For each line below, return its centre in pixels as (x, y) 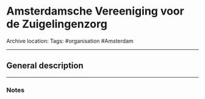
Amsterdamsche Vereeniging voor (95, 11)
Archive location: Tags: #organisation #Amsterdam (70, 41)
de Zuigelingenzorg (57, 24)
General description (45, 66)
